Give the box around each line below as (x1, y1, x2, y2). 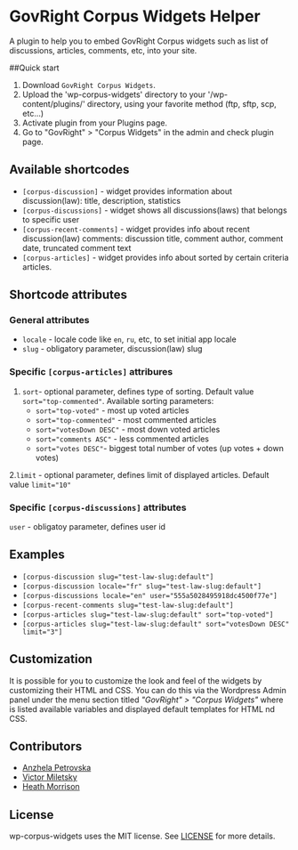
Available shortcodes (9, 162, 130, 177)
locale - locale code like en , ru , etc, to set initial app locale (21, 334, 238, 344)
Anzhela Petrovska (21, 763, 92, 773)
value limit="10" (9, 479, 72, 490)
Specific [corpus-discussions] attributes (9, 501, 187, 514)
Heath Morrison (21, 781, 80, 792)
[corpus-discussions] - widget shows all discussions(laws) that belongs (21, 205, 287, 215)
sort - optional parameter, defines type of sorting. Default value (21, 385, 254, 397)
